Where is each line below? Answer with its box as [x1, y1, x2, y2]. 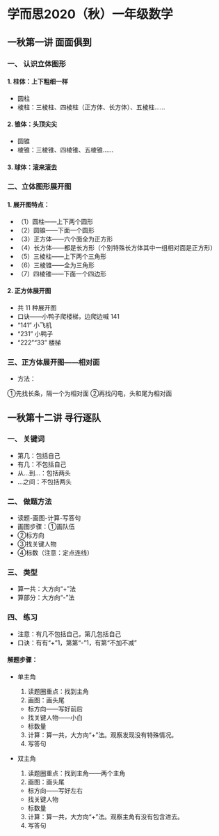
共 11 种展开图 [17, 303, 57, 312]
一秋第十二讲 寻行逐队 [7, 411, 101, 423]
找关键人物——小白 [27, 713, 83, 721]
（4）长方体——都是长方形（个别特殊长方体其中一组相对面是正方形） [17, 243, 217, 251]
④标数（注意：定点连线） [17, 549, 94, 557]
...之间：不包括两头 [17, 478, 72, 486]
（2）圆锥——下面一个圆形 [17, 226, 95, 234]
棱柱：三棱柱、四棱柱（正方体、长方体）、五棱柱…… [17, 102, 165, 111]
